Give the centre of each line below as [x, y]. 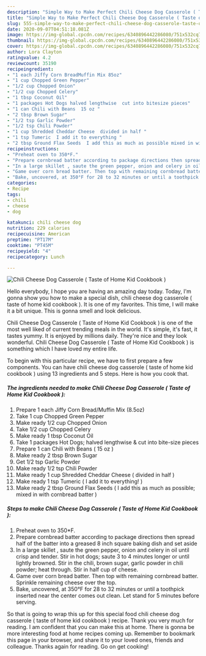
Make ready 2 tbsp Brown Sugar [56, 456]
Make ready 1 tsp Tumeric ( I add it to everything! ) [79, 481]
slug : [14, 23]
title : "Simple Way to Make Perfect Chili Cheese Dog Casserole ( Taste [101, 18]
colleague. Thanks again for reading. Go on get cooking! [78, 647]
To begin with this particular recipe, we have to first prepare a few [90, 361]
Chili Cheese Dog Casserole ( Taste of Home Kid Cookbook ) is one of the [100, 323]
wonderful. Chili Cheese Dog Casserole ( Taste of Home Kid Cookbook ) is [101, 342]
